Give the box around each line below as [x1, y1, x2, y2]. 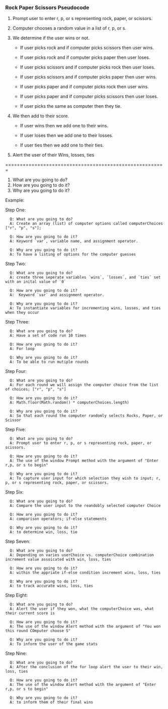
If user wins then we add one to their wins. [20, 123, 109, 129]
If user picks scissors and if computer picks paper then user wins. [20, 74, 157, 80]
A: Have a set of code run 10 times [10, 333, 87, 338]
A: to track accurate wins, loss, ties [10, 583, 94, 589]
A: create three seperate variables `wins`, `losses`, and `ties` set [10, 275, 161, 280]
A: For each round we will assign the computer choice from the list [10, 382, 158, 387]
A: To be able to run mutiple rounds [10, 359, 89, 365]
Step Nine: [5, 651, 27, 657]
